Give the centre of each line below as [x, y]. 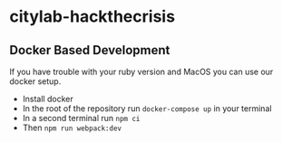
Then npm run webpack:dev [72, 128]
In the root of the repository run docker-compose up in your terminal [147, 109]
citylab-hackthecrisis [92, 17]
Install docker [48, 99]
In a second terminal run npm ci [81, 118]
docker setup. [35, 81]
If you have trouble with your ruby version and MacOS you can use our [141, 71]
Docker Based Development [90, 50]
